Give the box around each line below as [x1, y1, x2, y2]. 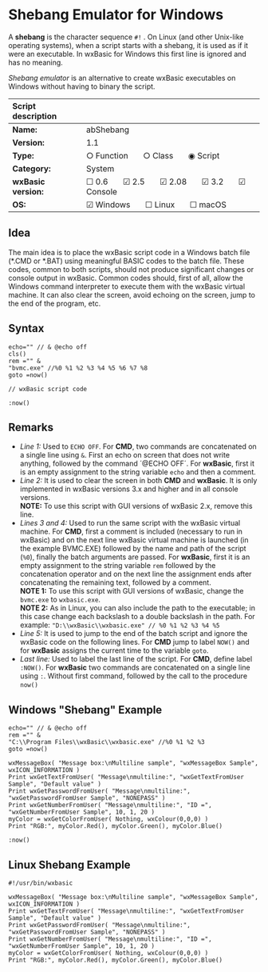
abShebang [86, 124, 130, 135]
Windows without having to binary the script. [8, 82, 156, 91]
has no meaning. [8, 58, 64, 67]
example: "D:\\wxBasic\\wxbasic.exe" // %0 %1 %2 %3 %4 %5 [19, 620, 220, 630]
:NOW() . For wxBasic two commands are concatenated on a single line [19, 662, 250, 673]
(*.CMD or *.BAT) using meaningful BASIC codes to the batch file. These [8, 256, 245, 266]
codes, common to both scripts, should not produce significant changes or [8, 264, 254, 274]
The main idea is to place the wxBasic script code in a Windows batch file [8, 247, 250, 257]
